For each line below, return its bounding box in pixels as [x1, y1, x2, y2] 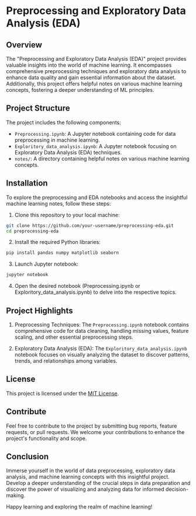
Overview [6, 40, 43, 50]
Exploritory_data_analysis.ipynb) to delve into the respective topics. [14, 288, 177, 296]
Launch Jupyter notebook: [14, 260, 79, 267]
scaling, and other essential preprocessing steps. [14, 333, 133, 340]
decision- [166, 486, 189, 493]
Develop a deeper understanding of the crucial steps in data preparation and [6, 480, 191, 487]
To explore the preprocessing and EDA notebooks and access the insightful [6, 194, 188, 201]
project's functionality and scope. [6, 435, 87, 442]
